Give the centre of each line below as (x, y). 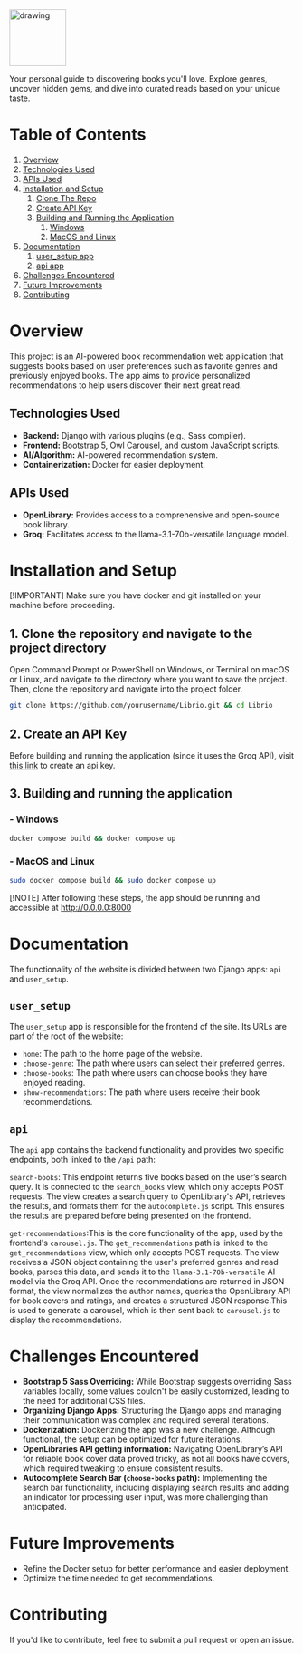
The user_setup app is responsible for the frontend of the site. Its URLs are (148, 1027)
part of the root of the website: (66, 1036)
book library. (46, 524)
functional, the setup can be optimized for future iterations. (132, 1439)
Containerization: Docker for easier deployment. (114, 464)
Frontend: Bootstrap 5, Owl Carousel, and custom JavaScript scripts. (151, 445)
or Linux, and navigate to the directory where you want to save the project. (148, 680)
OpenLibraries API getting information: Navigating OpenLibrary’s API (152, 1449)
